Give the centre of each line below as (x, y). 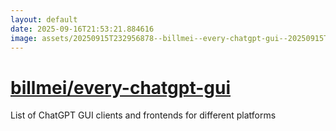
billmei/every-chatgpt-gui (121, 87)
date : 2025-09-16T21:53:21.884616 (82, 29)
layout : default (44, 19)
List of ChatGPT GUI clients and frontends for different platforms (143, 115)
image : (24, 38)
